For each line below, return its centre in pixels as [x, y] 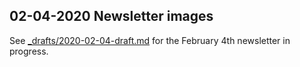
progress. [29, 51]
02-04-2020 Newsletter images [111, 16]
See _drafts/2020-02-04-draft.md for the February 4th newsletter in [150, 40]
